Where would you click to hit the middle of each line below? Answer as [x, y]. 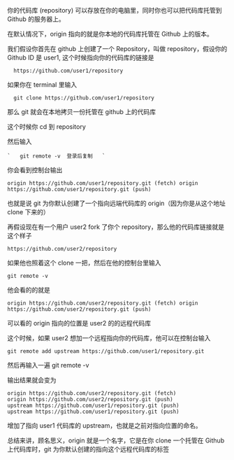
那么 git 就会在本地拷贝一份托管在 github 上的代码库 [81, 112]
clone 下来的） [29, 212]
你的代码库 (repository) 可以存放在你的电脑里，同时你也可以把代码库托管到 [115, 10]
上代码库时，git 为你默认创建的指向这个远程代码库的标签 [88, 449]
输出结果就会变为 [32, 380]
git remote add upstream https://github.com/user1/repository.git [106, 351]
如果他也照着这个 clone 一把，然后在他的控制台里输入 [85, 263]
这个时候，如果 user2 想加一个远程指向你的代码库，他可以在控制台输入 [109, 338]
